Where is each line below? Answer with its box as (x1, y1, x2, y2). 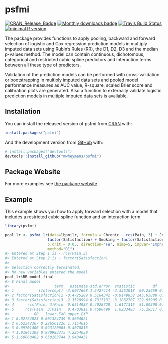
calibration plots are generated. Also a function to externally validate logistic (5, 87, 162, 93)
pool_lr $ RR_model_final (5, 274, 55, 279)
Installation (5, 107, 41, 116)
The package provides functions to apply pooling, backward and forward (5, 35, 156, 41)
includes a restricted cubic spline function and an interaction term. (5, 214, 142, 220)
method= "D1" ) (47, 246, 75, 251)
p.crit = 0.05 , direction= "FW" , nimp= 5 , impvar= (47, 242, 151, 247)
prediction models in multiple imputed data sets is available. (5, 93, 128, 99)
